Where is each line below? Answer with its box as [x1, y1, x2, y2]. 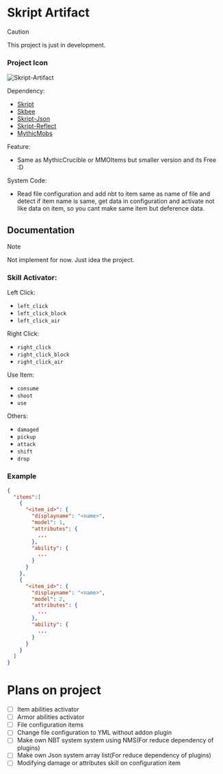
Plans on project [7, 683, 101, 698]
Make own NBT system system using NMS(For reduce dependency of [16, 736, 214, 744]
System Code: [7, 176, 47, 185]
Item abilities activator [16, 705, 80, 714]
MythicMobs [16, 129, 53, 138]
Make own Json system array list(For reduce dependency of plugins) [16, 751, 212, 760]
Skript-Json [16, 115, 50, 123]
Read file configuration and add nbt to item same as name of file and [16, 190, 211, 198]
